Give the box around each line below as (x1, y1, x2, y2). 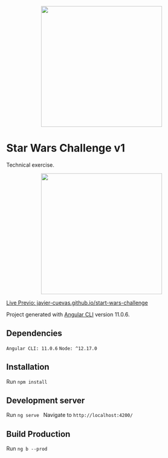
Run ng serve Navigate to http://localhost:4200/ (6, 411, 133, 419)
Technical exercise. (6, 161, 54, 169)
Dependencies (6, 328, 62, 338)
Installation (6, 362, 50, 372)
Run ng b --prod (6, 445, 48, 453)
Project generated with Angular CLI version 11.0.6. (6, 311, 130, 318)
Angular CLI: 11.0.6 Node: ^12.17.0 (6, 345, 98, 352)
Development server (6, 395, 85, 405)
